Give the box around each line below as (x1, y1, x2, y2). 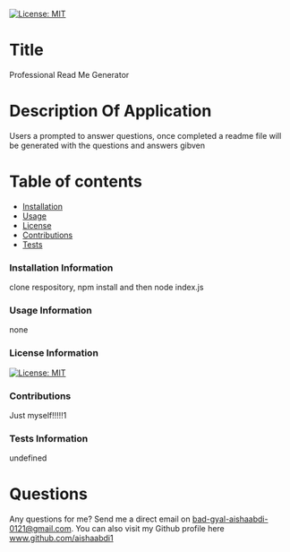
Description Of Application (9, 101, 212, 121)
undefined (9, 453, 47, 463)
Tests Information (9, 432, 89, 444)
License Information (9, 347, 98, 359)
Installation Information (9, 261, 114, 273)
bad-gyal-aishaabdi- (192, 513, 269, 524)
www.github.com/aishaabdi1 (9, 533, 114, 544)
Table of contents (9, 171, 143, 192)
